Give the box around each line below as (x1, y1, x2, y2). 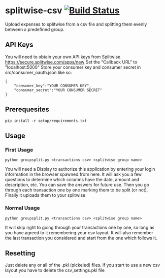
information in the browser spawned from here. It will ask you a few (5, 171, 142, 177)
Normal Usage (5, 205, 40, 212)
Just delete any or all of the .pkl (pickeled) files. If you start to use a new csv (5, 262, 160, 268)
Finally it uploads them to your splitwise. (5, 192, 87, 198)
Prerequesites (5, 105, 49, 114)
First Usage (5, 146, 33, 153)
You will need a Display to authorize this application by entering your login (5, 166, 155, 172)
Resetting (5, 249, 35, 257)
